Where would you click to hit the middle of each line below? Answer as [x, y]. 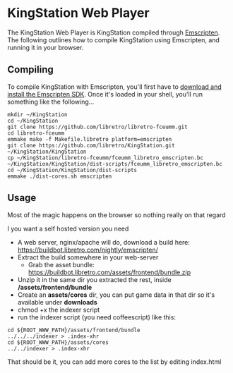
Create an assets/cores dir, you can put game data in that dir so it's [116, 295]
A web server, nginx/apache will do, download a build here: [104, 242]
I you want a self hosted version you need [68, 228]
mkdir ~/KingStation [38, 114]
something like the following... [51, 102]
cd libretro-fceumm [36, 133]
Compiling [31, 69]
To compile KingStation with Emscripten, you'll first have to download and [115, 87]
